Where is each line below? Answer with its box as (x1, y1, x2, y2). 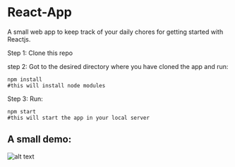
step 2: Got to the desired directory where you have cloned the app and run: (7, 62, 229, 70)
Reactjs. (7, 35, 31, 43)
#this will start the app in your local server (7, 114, 150, 121)
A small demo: (7, 133, 72, 145)
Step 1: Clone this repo (7, 49, 73, 57)
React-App (7, 4, 72, 20)
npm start (7, 108, 37, 115)
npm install (7, 75, 42, 83)
